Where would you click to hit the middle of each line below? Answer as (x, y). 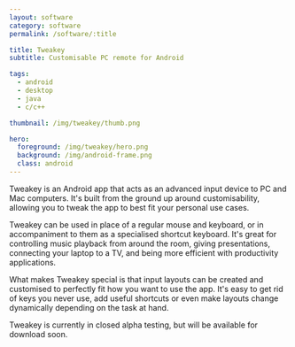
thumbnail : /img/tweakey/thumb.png (75, 123)
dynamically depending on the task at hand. (89, 307)
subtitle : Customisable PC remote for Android (97, 58)
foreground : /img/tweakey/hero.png (83, 147)
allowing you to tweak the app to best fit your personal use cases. (129, 207)
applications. (32, 262)
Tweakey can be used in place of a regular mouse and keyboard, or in (136, 224)
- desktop (35, 90)
